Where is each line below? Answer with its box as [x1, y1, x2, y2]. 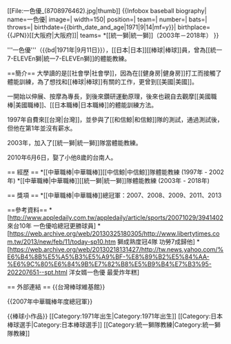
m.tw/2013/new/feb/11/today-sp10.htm [7, 237, 116, 246]
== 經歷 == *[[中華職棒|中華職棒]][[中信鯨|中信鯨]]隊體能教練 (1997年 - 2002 [7, 168, 224, 176]
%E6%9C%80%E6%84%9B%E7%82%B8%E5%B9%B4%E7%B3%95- [7, 260, 212, 268]
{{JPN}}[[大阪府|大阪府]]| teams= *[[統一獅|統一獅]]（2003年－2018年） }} [7, 31, 219, 39]
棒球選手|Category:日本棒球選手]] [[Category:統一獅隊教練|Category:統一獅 [7, 321, 221, 329]
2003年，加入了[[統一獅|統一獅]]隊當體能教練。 [7, 139, 142, 147]
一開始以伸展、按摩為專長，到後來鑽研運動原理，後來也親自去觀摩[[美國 [7, 92, 212, 100]
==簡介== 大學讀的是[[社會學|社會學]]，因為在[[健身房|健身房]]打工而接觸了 [7, 69, 222, 77]
